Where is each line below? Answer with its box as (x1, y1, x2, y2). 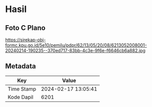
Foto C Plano (5, 24, 46, 32)
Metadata (5, 62, 36, 71)
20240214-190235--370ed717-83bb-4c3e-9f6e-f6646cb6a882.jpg (5, 48, 145, 53)
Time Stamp (8, 85, 37, 92)
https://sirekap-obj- (5, 37, 46, 43)
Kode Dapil (8, 93, 34, 100)
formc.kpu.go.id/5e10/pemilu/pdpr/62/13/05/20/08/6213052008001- (5, 42, 147, 48)
